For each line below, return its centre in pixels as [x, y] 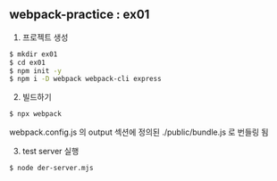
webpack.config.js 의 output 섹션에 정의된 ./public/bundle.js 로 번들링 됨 [139, 132]
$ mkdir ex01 [34, 54]
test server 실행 [50, 152]
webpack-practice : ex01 [80, 15]
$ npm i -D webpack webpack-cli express [86, 79]
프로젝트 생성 [45, 37]
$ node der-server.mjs [51, 169]
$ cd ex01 [28, 62]
